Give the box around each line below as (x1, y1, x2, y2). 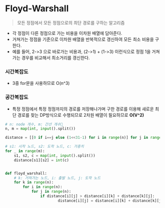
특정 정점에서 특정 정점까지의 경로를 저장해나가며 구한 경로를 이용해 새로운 (12, 106, 154, 112)
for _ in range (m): (5, 149, 45, 154)
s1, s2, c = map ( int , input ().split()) (14, 153, 96, 158)
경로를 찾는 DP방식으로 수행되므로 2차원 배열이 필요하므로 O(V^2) (17, 112, 144, 118)
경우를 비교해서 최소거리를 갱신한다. (21, 54, 90, 60)
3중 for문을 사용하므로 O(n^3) (12, 80, 70, 86)
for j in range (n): (31, 189, 71, 194)
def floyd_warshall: (5, 171, 48, 176)
